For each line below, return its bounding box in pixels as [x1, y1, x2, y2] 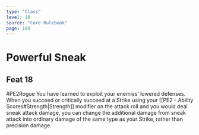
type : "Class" [6, 8, 42, 15]
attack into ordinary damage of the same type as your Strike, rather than [6, 115, 183, 123]
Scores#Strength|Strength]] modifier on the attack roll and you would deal [6, 103, 188, 110]
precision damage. [6, 122, 52, 129]
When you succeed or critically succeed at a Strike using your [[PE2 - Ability [6, 96, 194, 104]
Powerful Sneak [6, 51, 86, 64]
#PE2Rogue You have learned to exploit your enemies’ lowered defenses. [6, 90, 186, 98]
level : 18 [6, 14, 31, 20]
